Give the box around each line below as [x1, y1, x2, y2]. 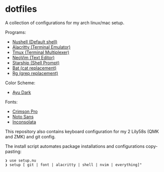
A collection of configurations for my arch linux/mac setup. [5, 20, 125, 26]
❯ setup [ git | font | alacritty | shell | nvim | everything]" [5, 162, 142, 167]
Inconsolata [12, 119, 36, 125]
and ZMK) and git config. [5, 134, 56, 139]
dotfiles [5, 3, 37, 15]
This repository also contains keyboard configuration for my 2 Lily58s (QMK [5, 128, 159, 134]
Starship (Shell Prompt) [12, 60, 60, 66]
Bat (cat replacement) [12, 65, 57, 71]
